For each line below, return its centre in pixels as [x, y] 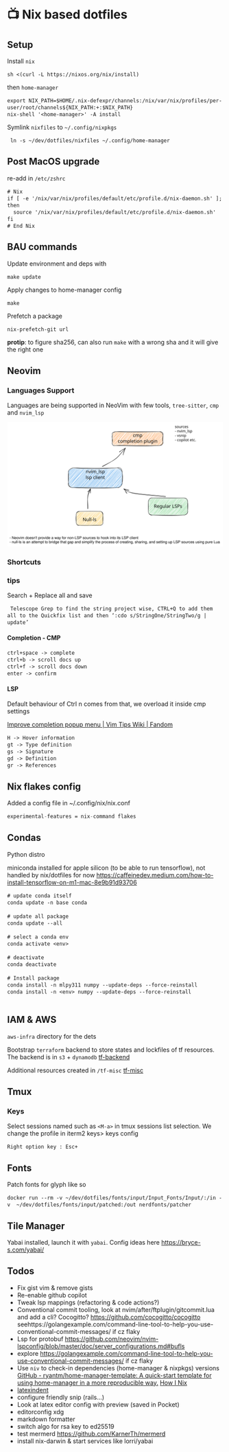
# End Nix [21, 226]
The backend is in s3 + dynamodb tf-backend [69, 1057]
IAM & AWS [32, 1020]
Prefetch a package [35, 316]
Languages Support [41, 390]
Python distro [26, 854]
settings [19, 711]
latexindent [33, 1390]
